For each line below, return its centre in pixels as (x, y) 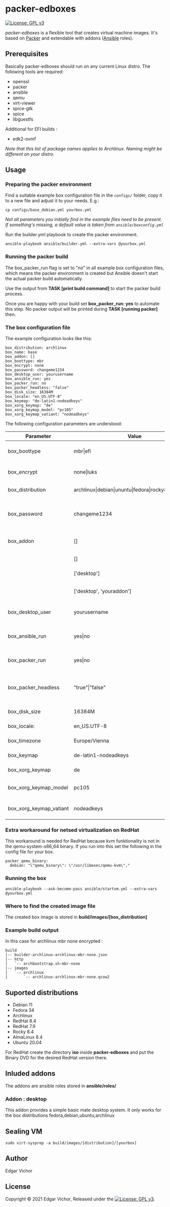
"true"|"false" (90, 687)
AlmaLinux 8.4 (28, 1037)
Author (16, 1159)
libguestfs (23, 119)
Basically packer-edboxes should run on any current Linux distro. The (78, 66)
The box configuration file (38, 327)
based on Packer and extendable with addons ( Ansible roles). (69, 38)
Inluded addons (30, 1073)
